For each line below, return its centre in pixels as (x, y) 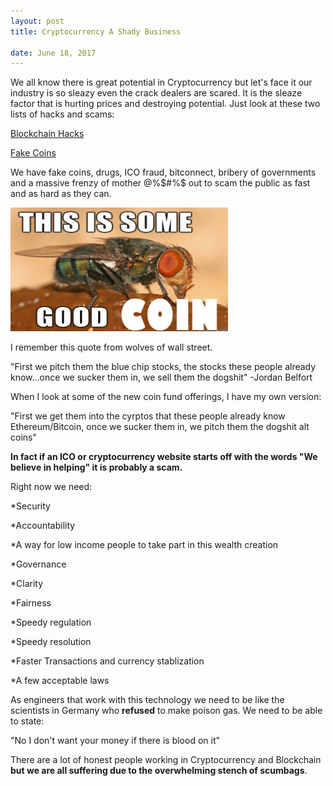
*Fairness (31, 603)
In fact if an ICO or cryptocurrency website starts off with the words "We (164, 457)
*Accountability (43, 526)
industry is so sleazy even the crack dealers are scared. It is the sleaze (156, 93)
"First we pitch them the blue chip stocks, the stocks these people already (163, 367)
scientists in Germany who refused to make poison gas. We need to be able (166, 711)
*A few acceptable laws (60, 681)
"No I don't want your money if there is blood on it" (115, 741)
